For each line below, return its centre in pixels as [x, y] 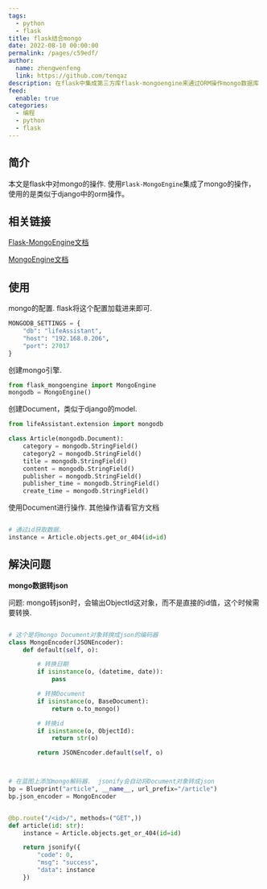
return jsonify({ [52, 848]
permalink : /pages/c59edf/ [53, 53]
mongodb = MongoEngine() [50, 393]
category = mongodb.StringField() [80, 447]
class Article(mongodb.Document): [66, 439]
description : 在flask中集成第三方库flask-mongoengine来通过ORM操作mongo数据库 [134, 83]
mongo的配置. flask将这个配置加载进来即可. [80, 308]
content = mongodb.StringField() [79, 469]
